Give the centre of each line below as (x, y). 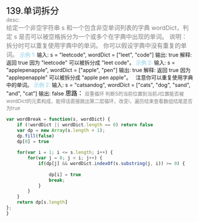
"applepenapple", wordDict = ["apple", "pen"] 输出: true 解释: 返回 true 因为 (98, 70)
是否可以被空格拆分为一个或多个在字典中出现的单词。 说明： (103, 37)
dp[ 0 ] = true (33, 141)
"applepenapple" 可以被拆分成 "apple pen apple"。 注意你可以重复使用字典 (100, 77)
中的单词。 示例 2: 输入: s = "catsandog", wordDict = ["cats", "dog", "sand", (98, 85)
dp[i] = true (65, 174)
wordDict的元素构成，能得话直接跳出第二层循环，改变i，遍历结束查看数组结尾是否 (99, 101)
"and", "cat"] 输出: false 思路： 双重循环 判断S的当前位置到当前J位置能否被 (95, 93)
